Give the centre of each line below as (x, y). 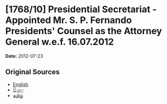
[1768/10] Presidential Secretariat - (81, 9)
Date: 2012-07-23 (24, 56)
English (20, 84)
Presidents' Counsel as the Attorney (84, 31)
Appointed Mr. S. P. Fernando (68, 20)
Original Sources (32, 72)
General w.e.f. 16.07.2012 (59, 42)
